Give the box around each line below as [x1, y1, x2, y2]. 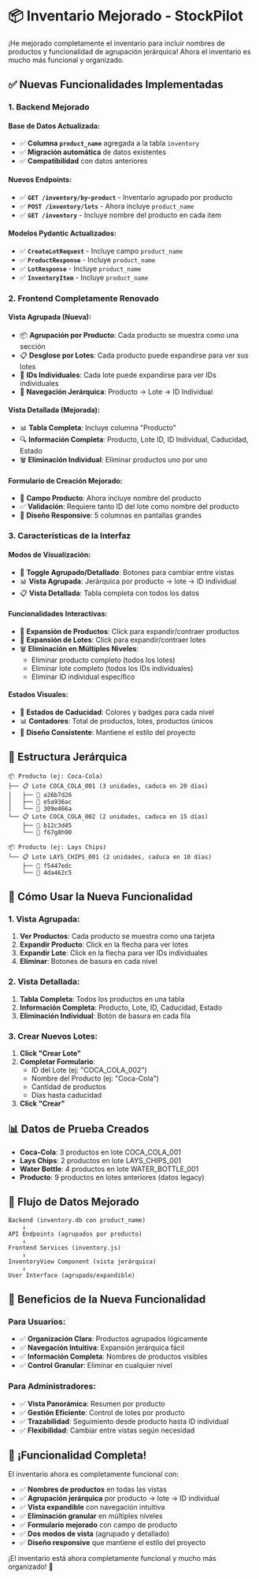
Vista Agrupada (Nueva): [8, 313, 92, 322]
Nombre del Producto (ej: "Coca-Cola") [31, 1073, 160, 1084]
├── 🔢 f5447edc [22, 862, 72, 869]
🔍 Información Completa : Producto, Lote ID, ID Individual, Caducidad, [19, 435, 249, 444]
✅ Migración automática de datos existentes [19, 147, 167, 157]
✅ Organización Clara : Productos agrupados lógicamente [19, 1334, 209, 1344]
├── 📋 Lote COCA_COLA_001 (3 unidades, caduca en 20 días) [8, 782, 209, 790]
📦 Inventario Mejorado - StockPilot [8, 7, 244, 25]
